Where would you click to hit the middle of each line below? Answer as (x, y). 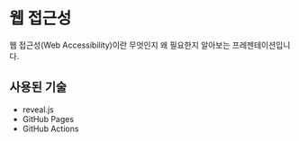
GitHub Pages (48, 119)
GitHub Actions (50, 128)
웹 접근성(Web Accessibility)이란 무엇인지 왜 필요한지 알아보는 (120, 45)
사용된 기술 (38, 88)
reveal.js (38, 110)
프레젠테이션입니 (261, 45)
